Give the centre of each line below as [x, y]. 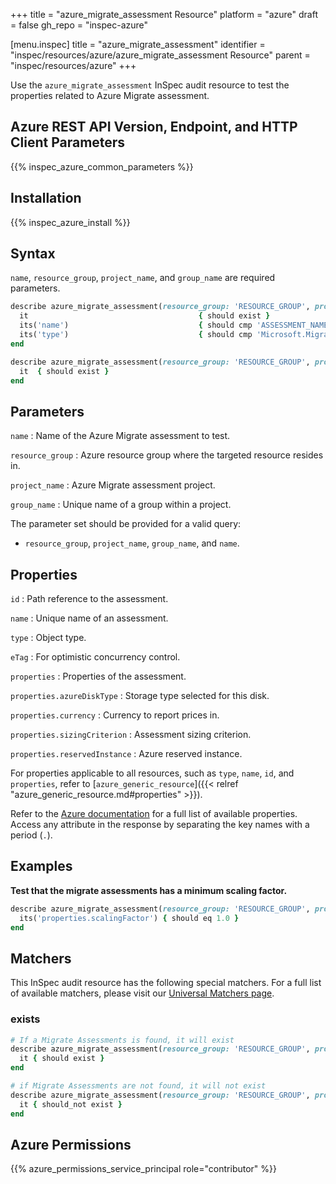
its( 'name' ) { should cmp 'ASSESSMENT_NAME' [176, 325]
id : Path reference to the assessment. [89, 599]
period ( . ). [31, 835]
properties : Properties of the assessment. [98, 676]
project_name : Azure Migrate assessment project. [113, 485]
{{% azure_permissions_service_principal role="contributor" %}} [143, 1169]
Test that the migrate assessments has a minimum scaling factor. [149, 890]
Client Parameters [68, 142]
